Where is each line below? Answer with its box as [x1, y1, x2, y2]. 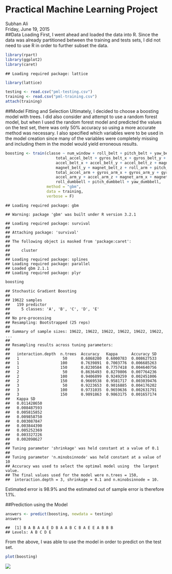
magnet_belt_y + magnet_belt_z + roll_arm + [55, 165, 153, 170]
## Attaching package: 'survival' [5, 230, 79, 235]
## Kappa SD [5, 396, 36, 401]
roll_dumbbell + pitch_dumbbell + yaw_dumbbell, [55, 180, 161, 185]
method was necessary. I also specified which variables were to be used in [5, 130, 164, 136]
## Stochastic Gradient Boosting [5, 288, 77, 293]
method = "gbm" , [46, 184, 81, 189]
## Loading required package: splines [5, 256, 88, 262]
